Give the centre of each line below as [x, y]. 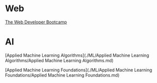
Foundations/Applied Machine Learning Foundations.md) [62, 75]
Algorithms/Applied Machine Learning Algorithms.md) [59, 60]
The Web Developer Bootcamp [36, 22]
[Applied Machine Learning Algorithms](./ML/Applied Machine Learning [77, 55]
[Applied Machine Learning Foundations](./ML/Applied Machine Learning [79, 70]
